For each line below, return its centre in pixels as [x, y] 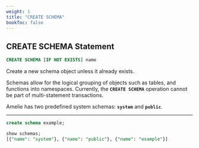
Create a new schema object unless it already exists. [70, 71]
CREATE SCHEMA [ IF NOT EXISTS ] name [51, 60]
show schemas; [24, 133]
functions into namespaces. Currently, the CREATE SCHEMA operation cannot [97, 89]
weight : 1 [18, 11]
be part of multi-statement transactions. [55, 96]
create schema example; [36, 123]
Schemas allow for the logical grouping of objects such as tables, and [91, 83]
